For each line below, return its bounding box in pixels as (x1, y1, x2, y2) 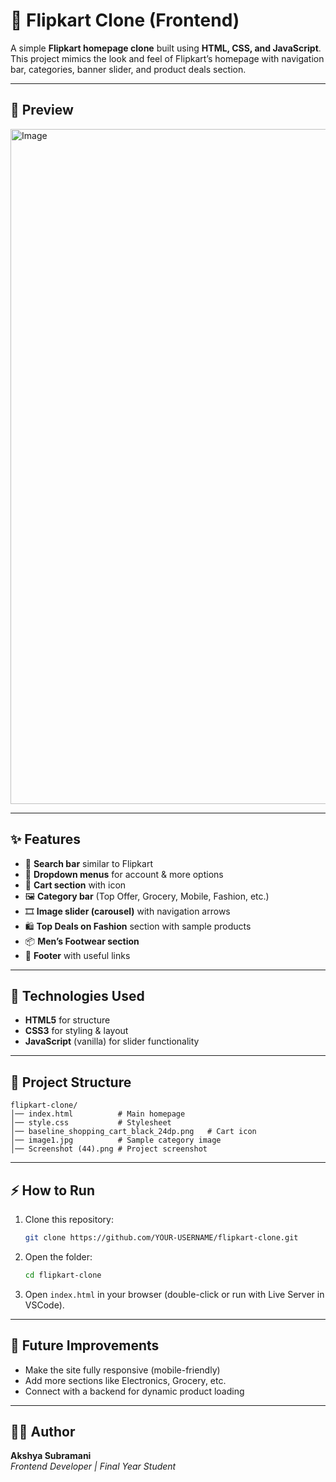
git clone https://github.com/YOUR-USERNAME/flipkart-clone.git (24, 1233, 299, 1243)
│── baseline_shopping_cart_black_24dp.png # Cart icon (10, 1127, 257, 1137)
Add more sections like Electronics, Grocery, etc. (24, 1374, 227, 1386)
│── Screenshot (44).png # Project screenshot (10, 1144, 208, 1154)
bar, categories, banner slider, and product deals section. (10, 63, 247, 75)
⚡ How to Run (10, 1182, 96, 1199)
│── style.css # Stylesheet (10, 1118, 172, 1128)
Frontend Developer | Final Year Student (10, 1460, 177, 1473)
